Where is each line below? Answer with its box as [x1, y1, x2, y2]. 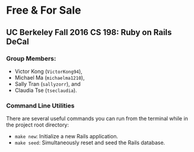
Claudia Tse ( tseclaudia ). [14, 87, 77, 94]
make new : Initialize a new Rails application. [14, 133, 119, 140]
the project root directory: [6, 121, 69, 128]
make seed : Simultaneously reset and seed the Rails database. [14, 139, 166, 146]
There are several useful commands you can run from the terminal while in [6, 115, 189, 122]
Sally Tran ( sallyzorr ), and [14, 80, 81, 87]
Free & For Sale [6, 4, 81, 17]
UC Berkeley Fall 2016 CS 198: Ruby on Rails [6, 27, 172, 37]
